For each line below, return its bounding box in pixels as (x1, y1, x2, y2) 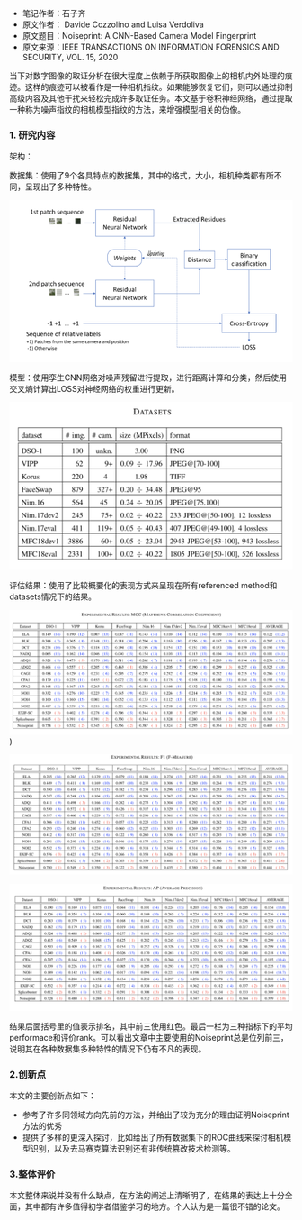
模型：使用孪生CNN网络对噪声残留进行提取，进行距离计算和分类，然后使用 (9, 372, 288, 383)
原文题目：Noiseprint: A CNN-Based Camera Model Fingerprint (22, 31, 257, 41)
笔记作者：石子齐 (22, 8, 86, 18)
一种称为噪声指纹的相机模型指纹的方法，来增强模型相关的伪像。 (9, 105, 245, 114)
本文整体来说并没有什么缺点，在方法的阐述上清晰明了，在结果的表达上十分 (9, 1190, 285, 1201)
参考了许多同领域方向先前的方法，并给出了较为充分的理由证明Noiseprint (22, 1109, 289, 1120)
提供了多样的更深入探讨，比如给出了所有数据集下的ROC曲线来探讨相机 (22, 1132, 284, 1143)
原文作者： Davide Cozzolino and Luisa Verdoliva (22, 19, 204, 30)
